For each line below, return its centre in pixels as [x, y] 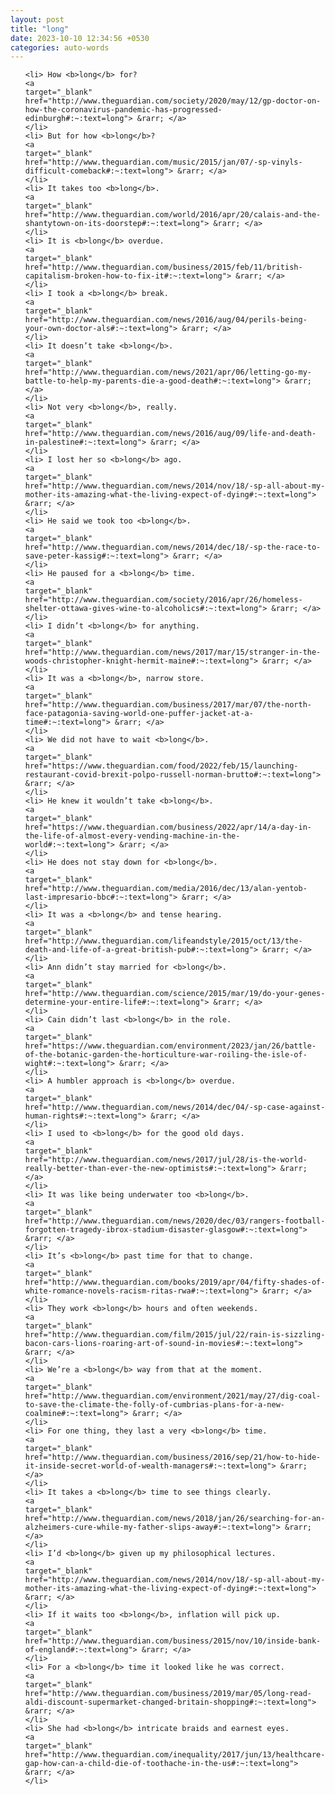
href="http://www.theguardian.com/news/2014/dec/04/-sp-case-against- [175, 1107]
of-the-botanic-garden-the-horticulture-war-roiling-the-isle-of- [166, 1055]
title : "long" [40, 29]
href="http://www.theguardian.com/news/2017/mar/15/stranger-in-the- [173, 652]
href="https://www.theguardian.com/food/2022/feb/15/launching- [161, 766]
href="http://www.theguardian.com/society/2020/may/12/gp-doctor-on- [173, 101]
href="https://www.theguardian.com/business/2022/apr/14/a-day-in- [168, 827]
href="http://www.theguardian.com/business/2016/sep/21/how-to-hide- [173, 1457]
